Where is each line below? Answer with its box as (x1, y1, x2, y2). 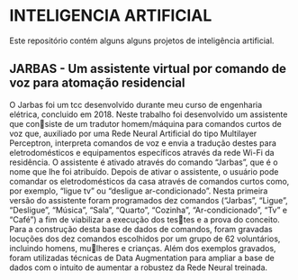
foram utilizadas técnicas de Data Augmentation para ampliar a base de (9, 252, 275, 263)
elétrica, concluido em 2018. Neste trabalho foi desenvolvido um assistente (9, 109, 288, 120)
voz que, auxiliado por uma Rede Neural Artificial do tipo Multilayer (9, 128, 257, 139)
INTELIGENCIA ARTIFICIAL (9, 5, 212, 26)
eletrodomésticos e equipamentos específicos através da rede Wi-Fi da (9, 147, 275, 158)
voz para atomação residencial (9, 76, 186, 91)
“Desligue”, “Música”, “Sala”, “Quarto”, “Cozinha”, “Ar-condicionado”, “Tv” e (9, 204, 288, 215)
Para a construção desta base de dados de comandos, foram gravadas (9, 223, 273, 234)
